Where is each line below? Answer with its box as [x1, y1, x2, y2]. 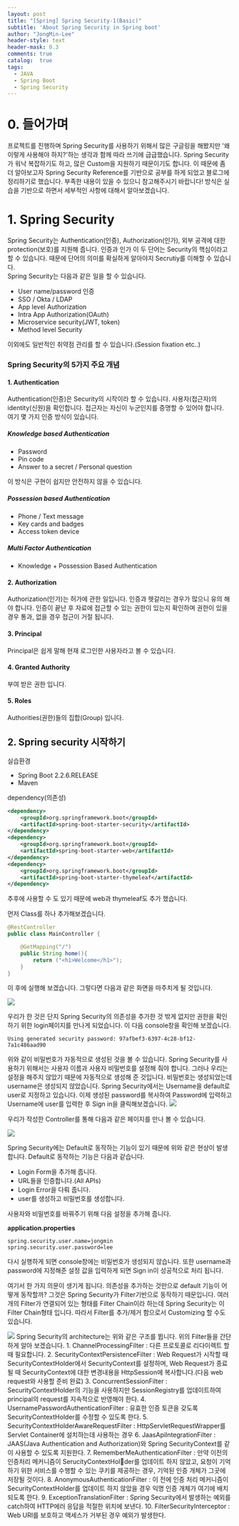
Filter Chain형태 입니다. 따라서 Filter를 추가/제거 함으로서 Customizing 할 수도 [7, 1308, 226, 1317]
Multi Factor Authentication [7, 544, 91, 552]
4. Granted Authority [7, 663, 70, 672]
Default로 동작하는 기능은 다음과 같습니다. [28, 1152, 145, 1161]
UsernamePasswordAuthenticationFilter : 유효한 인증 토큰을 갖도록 [7, 1404, 198, 1412]
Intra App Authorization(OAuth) [17, 310, 109, 319]
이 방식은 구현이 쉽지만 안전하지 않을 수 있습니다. [7, 477, 143, 486]
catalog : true [7, 57, 53, 64]
